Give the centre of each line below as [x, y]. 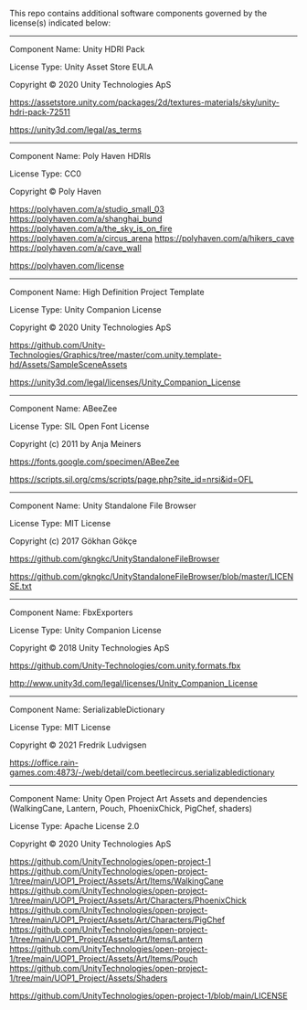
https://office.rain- [44, 763]
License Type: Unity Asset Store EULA [81, 67]
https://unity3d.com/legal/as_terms [75, 130]
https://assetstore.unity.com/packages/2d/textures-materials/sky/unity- [145, 102]
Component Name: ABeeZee [64, 409]
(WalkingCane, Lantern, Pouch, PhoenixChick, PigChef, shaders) [131, 808]
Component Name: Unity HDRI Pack [77, 49]
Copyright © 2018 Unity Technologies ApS [90, 648]
